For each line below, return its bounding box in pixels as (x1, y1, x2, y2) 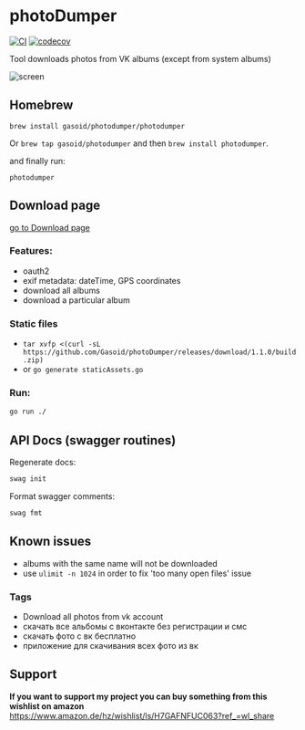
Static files (9, 317, 58, 329)
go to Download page (9, 222, 91, 233)
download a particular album (22, 294, 130, 306)
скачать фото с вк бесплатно (22, 631, 137, 641)
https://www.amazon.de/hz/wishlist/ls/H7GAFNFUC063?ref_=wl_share (9, 710, 275, 721)
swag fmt (9, 508, 43, 518)
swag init (9, 474, 47, 484)
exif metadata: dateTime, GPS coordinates (22, 275, 181, 286)
